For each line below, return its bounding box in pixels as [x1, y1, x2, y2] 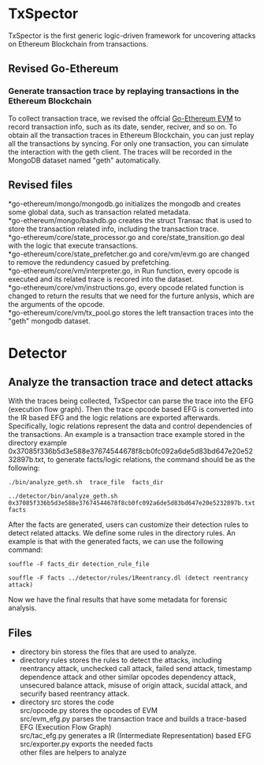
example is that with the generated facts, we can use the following [8, 537, 224, 547]
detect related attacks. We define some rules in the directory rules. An [8, 528, 236, 538]
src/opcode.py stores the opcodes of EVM [19, 706, 158, 715]
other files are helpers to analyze [19, 748, 127, 757]
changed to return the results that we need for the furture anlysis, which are [8, 291, 255, 300]
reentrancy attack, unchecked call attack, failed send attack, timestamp [19, 664, 252, 674]
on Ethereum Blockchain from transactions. [8, 39, 148, 48]
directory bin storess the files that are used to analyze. [19, 647, 197, 657]
